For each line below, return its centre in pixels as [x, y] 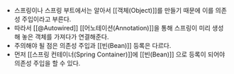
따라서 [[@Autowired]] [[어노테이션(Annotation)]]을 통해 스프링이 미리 [112, 28]
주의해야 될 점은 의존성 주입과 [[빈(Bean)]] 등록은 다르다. [93, 45]
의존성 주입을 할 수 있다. [47, 63]
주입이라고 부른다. [46, 19]
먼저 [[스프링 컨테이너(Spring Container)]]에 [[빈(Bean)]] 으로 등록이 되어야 [119, 54]
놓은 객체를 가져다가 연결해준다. [65, 37]
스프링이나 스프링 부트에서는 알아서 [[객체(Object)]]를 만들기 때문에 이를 [114, 10]
